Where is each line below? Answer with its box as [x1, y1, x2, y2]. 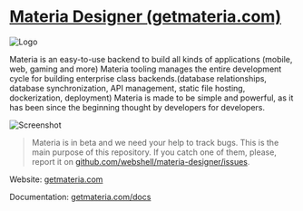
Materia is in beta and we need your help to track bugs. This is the [31, 137, 279, 148]
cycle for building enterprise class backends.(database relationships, [9, 72, 268, 83]
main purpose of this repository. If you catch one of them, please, [31, 147, 277, 158]
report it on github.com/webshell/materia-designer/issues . [31, 156, 250, 167]
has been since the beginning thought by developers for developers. [9, 101, 266, 112]
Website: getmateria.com [9, 174, 103, 185]
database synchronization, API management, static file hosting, [9, 82, 246, 93]
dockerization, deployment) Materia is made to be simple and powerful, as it [9, 92, 294, 103]
